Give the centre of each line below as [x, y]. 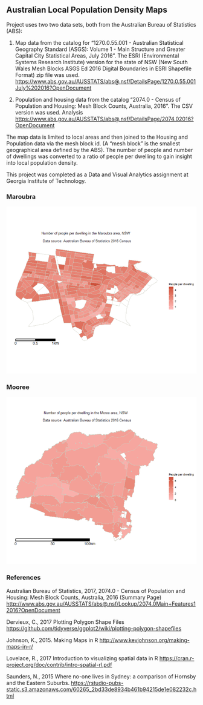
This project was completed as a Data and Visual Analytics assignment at [97, 174]
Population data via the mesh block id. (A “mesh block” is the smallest [93, 143]
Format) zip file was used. [47, 74]
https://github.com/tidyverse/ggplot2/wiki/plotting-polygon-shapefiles [94, 628]
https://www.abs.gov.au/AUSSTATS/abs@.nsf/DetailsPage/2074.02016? [104, 119]
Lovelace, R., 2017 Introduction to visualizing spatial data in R [82, 658]
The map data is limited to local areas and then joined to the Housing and [97, 137]
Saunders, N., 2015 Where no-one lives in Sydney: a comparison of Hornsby [101, 676]
